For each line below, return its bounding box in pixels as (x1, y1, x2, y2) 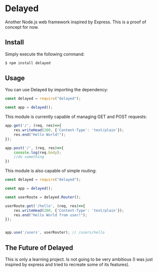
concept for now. (5, 24, 39, 30)
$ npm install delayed (5, 60, 51, 66)
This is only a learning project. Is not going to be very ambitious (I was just (5, 256, 153, 262)
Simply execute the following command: (5, 51, 85, 57)
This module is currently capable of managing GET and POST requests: (5, 114, 147, 119)
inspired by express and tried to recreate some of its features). (5, 262, 129, 267)
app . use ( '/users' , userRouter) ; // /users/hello (5, 230, 105, 235)
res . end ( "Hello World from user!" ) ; (14, 212, 88, 218)
